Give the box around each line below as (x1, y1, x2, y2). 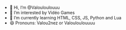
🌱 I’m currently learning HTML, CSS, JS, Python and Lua (9, 15, 122, 20)
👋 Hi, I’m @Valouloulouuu (9, 5, 60, 10)
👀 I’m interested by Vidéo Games (9, 10, 75, 15)
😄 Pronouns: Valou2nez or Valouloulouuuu (9, 20, 96, 26)
